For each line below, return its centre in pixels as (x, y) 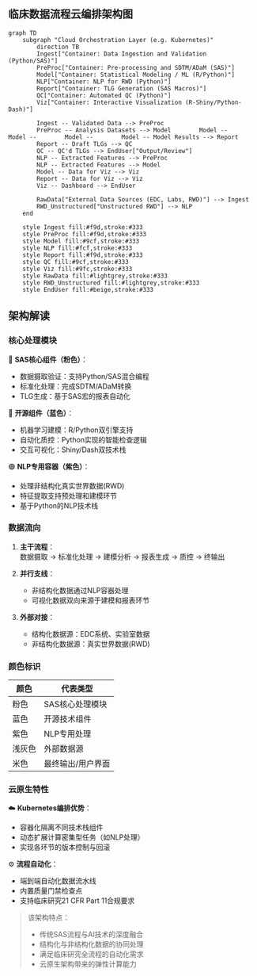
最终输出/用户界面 (77, 764)
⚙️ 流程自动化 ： (33, 864)
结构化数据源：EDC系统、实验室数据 (91, 633)
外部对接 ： (37, 617)
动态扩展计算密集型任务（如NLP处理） (82, 837)
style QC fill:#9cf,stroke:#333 (76, 262)
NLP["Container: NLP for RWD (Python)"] (104, 82)
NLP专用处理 (68, 734)
